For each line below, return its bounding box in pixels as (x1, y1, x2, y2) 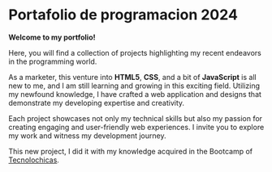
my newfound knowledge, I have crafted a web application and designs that (8, 89, 262, 99)
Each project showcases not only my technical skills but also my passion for (8, 113, 262, 123)
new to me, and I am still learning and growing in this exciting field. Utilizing (8, 81, 261, 90)
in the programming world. (8, 57, 97, 66)
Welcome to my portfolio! (8, 32, 96, 42)
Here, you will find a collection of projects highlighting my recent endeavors (8, 48, 261, 57)
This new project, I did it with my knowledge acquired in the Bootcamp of (8, 146, 253, 156)
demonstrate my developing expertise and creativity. (8, 98, 185, 107)
